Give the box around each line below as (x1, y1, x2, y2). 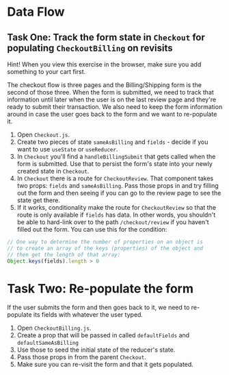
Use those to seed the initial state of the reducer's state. (16, 346, 176, 354)
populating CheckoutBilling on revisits (7, 42, 173, 53)
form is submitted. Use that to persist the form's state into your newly (16, 160, 213, 168)
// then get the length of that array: (7, 251, 121, 258)
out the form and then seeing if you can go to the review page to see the (16, 189, 221, 197)
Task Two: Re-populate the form (7, 280, 193, 296)
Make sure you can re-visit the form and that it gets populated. (16, 361, 193, 369)
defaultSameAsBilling (16, 340, 79, 347)
